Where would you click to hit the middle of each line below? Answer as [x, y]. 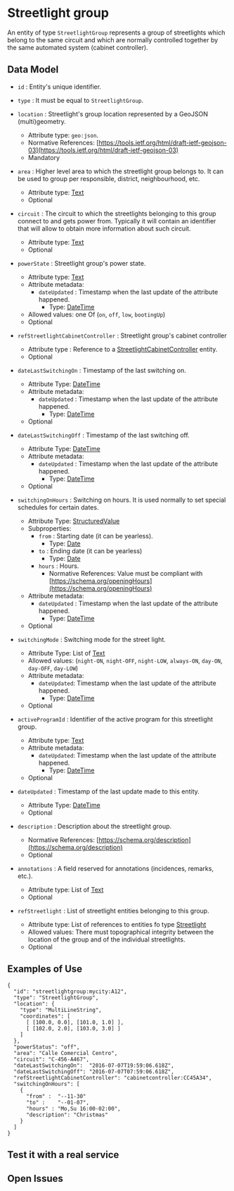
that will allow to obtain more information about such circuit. [104, 228]
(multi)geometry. [42, 121]
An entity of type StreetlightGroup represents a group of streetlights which [116, 32]
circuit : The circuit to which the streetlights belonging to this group [117, 214]
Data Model [33, 69]
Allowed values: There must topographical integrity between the [121, 932]
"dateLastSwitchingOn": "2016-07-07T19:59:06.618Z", [94, 1066]
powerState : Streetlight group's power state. [82, 263]
